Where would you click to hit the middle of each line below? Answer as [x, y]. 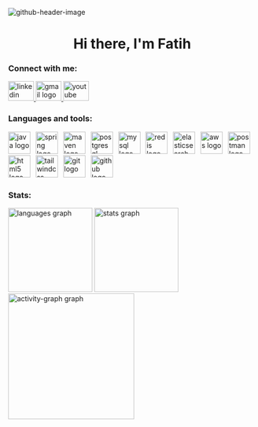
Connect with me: [43, 68]
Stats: [20, 195]
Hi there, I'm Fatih [132, 44]
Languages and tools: [50, 119]
